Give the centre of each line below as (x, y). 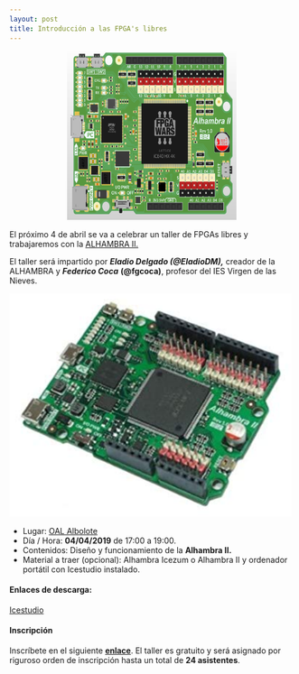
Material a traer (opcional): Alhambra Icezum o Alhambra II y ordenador (155, 559)
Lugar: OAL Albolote (60, 531)
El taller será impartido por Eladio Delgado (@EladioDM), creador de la (142, 261)
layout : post (34, 19)
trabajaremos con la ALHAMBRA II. (74, 244)
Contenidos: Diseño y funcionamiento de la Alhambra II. (127, 549)
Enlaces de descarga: (51, 590)
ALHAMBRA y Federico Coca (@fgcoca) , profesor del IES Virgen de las (143, 271)
